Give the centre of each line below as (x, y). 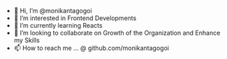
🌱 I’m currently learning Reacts (58, 25)
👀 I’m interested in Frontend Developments (75, 18)
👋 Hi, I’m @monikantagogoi (53, 11)
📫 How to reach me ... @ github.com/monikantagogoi (91, 48)
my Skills (27, 40)
